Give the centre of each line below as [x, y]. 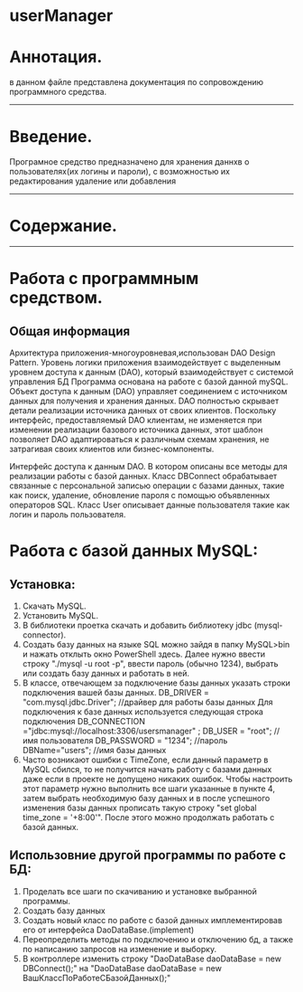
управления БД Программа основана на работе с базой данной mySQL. [149, 382]
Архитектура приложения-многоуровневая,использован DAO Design [142, 353]
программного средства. [58, 92]
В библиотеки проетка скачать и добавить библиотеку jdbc [137, 625]
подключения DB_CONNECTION [84, 721]
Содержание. [63, 226]
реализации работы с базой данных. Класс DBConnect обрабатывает [143, 476]
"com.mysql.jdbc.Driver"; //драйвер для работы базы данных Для [147, 702]
